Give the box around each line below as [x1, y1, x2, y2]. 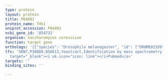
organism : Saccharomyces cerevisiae [5, 35, 81, 40]
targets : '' [5, 58, 30, 63]
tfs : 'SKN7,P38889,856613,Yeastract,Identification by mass [5, 49, 133, 54]
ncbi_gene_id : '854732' [5, 30, 55, 35]
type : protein [5, 7, 35, 12]
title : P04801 [5, 16, 35, 21]
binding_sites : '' [5, 63, 43, 68]
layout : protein [5, 12, 39, 17]
